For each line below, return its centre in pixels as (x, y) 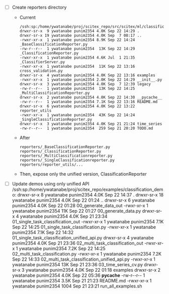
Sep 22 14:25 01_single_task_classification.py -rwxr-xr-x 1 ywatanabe (84, 227)
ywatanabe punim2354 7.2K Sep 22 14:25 (62, 249)
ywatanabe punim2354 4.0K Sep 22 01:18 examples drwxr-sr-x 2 (93, 270)
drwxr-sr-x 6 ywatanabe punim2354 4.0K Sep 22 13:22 (77, 106)
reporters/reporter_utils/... (51, 165)
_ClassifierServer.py (42, 62)
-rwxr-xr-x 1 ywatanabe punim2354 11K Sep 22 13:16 (77, 67)
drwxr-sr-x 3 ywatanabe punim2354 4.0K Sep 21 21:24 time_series (91, 124)
